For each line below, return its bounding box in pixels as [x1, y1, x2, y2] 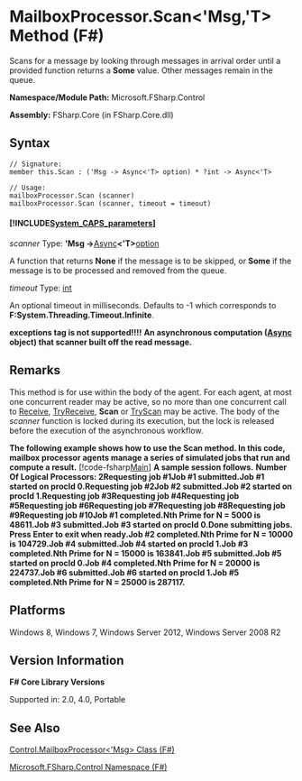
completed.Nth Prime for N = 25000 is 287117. [9, 576, 186, 587]
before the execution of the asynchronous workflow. [9, 425, 204, 436]
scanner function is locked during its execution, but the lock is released [9, 415, 275, 426]
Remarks [9, 363, 61, 378]
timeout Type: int [9, 282, 72, 293]
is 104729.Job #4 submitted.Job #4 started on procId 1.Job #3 [9, 538, 249, 549]
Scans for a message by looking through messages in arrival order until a [9, 55, 281, 66]
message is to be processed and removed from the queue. [9, 264, 227, 276]
